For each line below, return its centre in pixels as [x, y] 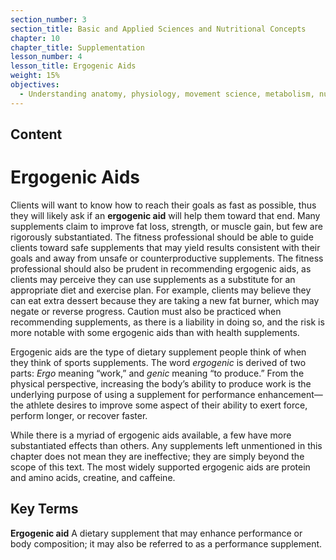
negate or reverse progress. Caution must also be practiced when [146, 311]
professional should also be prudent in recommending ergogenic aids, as [161, 268]
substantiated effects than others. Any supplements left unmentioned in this [166, 445]
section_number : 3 [48, 19]
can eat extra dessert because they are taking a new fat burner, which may [165, 300]
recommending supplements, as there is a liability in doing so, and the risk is [167, 322]
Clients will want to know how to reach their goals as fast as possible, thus [163, 205]
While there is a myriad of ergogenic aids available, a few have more [151, 435]
